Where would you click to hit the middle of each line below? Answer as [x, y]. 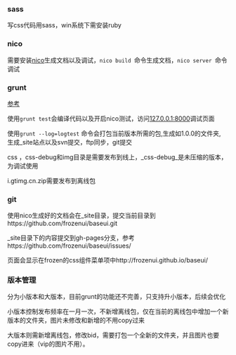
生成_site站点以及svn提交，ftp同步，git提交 [70, 142]
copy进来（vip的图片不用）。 [48, 344]
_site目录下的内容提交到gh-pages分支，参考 [71, 238]
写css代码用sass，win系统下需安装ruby [64, 25]
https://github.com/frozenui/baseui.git [63, 223]
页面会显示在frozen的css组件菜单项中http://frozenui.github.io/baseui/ [108, 260]
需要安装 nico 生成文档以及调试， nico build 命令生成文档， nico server [110, 60]
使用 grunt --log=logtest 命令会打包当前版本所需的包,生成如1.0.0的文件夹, [114, 133]
